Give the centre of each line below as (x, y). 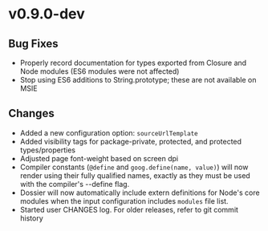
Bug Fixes (33, 44)
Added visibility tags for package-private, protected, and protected (131, 141)
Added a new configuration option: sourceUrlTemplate (109, 132)
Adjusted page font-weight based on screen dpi (99, 158)
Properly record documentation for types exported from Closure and (133, 63)
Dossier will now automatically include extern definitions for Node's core (140, 192)
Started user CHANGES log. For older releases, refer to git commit (129, 209)
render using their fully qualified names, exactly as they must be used (135, 175)
